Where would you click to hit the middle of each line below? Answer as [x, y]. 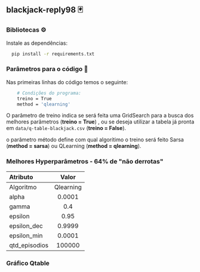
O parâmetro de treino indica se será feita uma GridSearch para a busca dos [100, 116]
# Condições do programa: [49, 93]
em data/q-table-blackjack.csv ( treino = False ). [66, 128]
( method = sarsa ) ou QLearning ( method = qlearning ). [74, 146]
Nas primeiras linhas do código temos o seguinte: [67, 82]
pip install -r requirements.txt [53, 54]
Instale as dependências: [37, 43]
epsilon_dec [26, 225]
